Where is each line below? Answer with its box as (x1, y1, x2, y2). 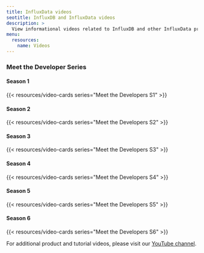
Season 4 (6, 160, 31, 167)
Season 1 (6, 78, 30, 85)
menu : (6, 32, 20, 38)
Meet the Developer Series (6, 62, 87, 71)
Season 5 (6, 187, 30, 195)
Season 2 (6, 105, 31, 112)
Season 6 (6, 215, 31, 222)
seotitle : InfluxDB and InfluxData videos (6, 15, 115, 21)
